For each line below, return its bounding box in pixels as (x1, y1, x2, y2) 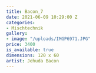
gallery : (6, 31, 28, 36)
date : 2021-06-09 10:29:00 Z (6, 14, 78, 20)
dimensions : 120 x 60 (6, 52, 59, 58)
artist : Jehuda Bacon (6, 58, 59, 64)
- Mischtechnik (6, 25, 44, 31)
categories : (6, 19, 35, 25)
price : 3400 (6, 42, 35, 48)
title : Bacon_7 (6, 8, 44, 15)
